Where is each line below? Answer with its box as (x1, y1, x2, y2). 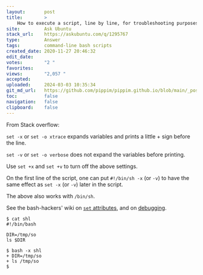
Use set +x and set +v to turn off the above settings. (6, 163, 138, 170)
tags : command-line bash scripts (6, 43, 112, 49)
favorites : (6, 65, 34, 71)
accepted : (6, 76, 31, 82)
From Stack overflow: (6, 121, 60, 128)
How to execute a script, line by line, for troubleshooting (17, 20, 174, 26)
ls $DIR (6, 237, 26, 243)
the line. (6, 139, 27, 146)
